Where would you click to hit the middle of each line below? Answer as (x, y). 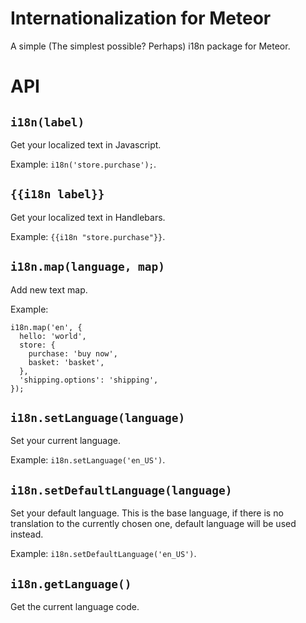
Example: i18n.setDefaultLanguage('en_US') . (103, 554)
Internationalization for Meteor (141, 18)
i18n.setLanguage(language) (98, 417)
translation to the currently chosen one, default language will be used (153, 524)
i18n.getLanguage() (71, 584)
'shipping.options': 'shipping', (89, 380)
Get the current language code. (75, 606)
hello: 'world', (53, 336)
